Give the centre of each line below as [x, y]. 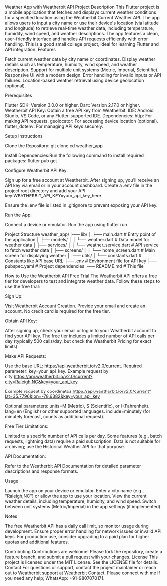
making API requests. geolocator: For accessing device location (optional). [82, 121]
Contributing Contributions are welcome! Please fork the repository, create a [83, 551]
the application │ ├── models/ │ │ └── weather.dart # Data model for [77, 240]
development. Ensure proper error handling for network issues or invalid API [83, 531]
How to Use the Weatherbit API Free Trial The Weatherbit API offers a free [81, 276]
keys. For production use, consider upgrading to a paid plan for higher [77, 536]
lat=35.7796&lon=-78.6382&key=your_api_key [53, 396]
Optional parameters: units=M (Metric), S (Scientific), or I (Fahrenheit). [77, 406]
